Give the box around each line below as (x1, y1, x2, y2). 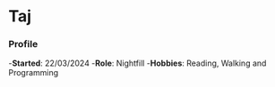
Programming (8, 67, 59, 78)
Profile (8, 38, 39, 51)
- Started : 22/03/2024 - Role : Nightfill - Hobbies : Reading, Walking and (8, 58, 267, 68)
